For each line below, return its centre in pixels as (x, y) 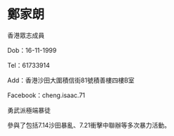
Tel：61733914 (29, 65)
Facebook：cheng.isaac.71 (46, 95)
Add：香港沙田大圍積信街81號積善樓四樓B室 (71, 80)
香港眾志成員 (26, 35)
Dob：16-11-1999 (32, 50)
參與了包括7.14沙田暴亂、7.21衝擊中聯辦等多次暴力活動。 (89, 125)
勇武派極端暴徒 (29, 110)
